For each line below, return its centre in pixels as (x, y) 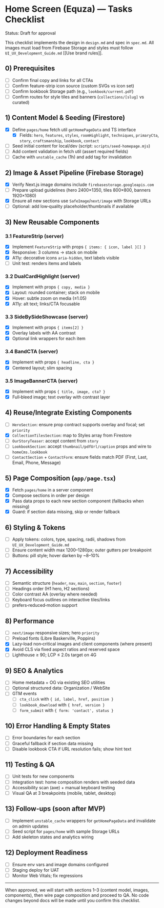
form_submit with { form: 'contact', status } (66, 710)
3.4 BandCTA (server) (32, 352)
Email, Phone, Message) (36, 463)
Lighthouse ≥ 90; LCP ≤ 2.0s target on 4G (54, 655)
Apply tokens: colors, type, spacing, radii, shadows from (69, 539)
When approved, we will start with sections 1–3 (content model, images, (77, 890)
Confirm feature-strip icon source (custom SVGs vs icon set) (73, 86)
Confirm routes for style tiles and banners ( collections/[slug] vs (78, 97)
